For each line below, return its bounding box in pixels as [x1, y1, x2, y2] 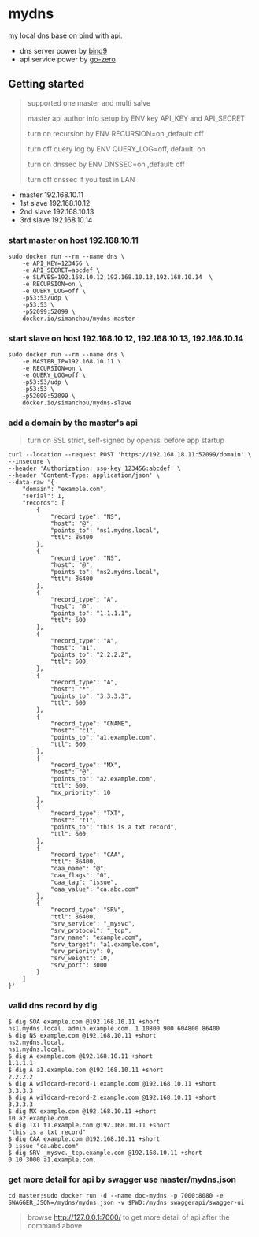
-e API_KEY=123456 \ [22, 259, 90, 268]
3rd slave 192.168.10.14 [19, 214, 93, 225]
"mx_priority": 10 [50, 788, 111, 796]
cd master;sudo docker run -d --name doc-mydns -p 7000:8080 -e [8, 1192, 224, 1200]
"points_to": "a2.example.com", [50, 774, 157, 783]
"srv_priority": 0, [50, 947, 114, 955]
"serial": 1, [22, 492, 65, 500]
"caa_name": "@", [50, 864, 108, 872]
